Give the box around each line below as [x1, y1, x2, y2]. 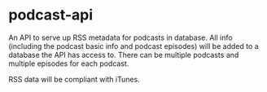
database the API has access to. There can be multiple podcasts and [8, 50, 239, 59]
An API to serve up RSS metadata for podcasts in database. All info [8, 33, 234, 42]
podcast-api [8, 6, 94, 24]
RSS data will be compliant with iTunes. [8, 74, 140, 84]
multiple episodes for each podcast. [8, 59, 129, 68]
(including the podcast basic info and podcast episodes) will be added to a [8, 41, 259, 50]
